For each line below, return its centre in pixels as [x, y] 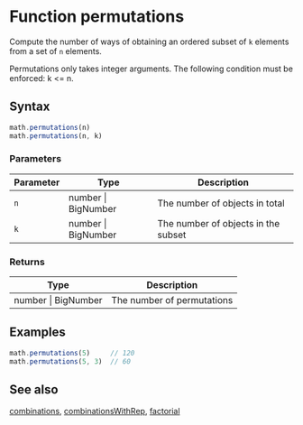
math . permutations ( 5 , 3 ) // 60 [70, 361]
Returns [27, 262]
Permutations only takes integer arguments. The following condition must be [151, 69]
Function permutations [97, 17]
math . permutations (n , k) [56, 136]
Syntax [30, 107]
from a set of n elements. [55, 51]
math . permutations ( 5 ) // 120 [72, 353]
